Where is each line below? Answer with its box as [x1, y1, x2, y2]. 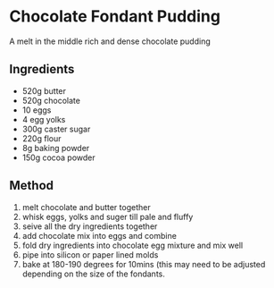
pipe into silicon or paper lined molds [21, 249, 159, 260]
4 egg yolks [21, 114, 66, 124]
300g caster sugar [21, 123, 91, 134]
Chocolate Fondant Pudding [9, 6, 221, 27]
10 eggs [21, 105, 52, 115]
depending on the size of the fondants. [21, 268, 165, 279]
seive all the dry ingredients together [21, 221, 158, 232]
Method [9, 178, 54, 193]
